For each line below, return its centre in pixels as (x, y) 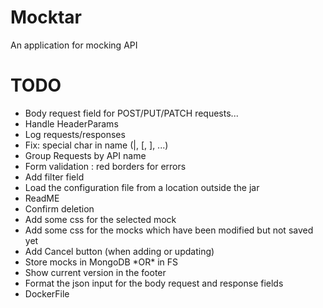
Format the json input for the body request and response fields (154, 283)
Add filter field (54, 177)
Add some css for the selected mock (100, 219)
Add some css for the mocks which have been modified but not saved (169, 230)
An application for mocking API (74, 45)
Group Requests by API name (85, 155)
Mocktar (46, 17)
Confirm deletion (59, 208)
